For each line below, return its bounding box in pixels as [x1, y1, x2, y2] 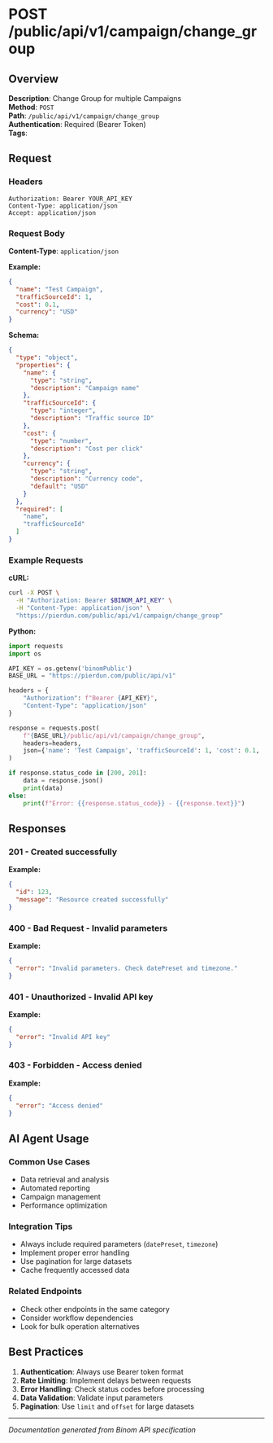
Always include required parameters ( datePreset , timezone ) [19, 1239, 219, 1249]
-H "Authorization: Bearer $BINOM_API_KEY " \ [15, 596, 173, 605]
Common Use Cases [8, 1156, 91, 1167]
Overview [8, 72, 59, 86]
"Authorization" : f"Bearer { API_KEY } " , [23, 694, 158, 703]
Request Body [8, 227, 65, 239]
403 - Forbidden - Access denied [8, 1059, 142, 1071]
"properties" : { [15, 361, 71, 369]
